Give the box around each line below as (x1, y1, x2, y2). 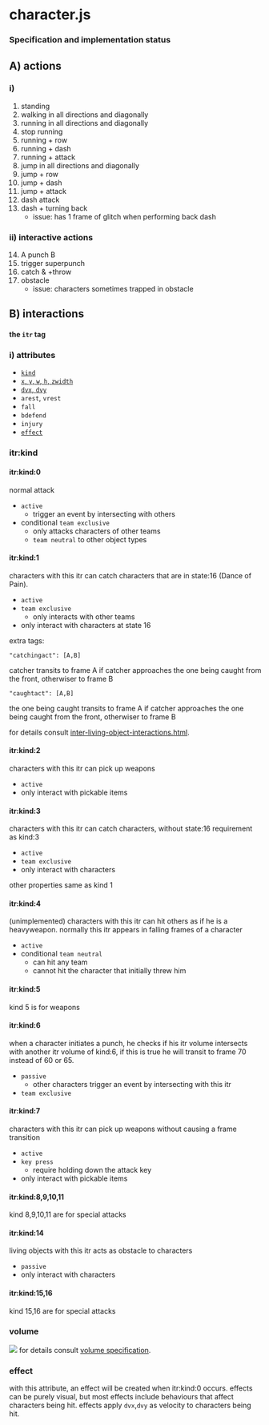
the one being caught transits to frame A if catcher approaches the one (9, 703, 244, 713)
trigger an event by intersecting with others (32, 509, 175, 518)
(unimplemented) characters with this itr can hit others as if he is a (9, 916, 228, 926)
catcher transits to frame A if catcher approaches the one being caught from (9, 665, 262, 674)
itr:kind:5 (9, 984, 41, 994)
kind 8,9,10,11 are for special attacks (9, 1210, 126, 1219)
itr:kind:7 (9, 1106, 41, 1116)
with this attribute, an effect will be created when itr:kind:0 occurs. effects (9, 1383, 253, 1393)
